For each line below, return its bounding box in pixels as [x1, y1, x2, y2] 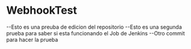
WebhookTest [6, 4, 77, 17]
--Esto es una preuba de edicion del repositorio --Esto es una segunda [6, 23, 183, 30]
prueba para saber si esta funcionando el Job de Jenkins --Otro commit [6, 29, 185, 36]
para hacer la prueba [6, 36, 58, 43]
